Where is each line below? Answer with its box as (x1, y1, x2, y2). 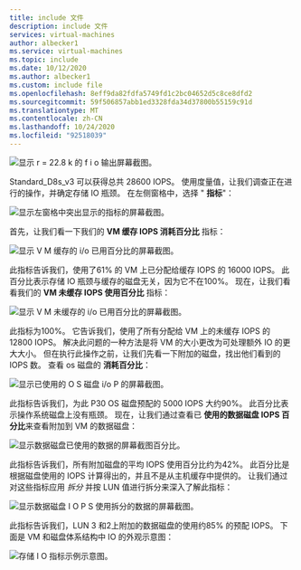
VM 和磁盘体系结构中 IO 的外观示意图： (26, 531, 174, 542)
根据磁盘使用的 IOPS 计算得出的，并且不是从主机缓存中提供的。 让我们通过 (9, 470, 288, 480)
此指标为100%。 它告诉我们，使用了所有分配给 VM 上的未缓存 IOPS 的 (9, 325, 271, 336)
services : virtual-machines (9, 30, 116, 39)
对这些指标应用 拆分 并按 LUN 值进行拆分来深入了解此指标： (9, 481, 233, 492)
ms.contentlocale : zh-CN (9, 114, 103, 123)
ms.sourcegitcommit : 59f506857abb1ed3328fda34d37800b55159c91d (9, 97, 253, 107)
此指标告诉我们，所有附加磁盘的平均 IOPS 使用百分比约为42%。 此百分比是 (9, 459, 290, 470)
